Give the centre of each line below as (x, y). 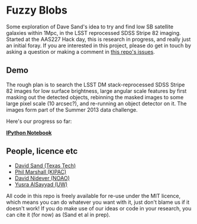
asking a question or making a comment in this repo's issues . (80, 51)
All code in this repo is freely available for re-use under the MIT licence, (93, 196)
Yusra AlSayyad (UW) (41, 184)
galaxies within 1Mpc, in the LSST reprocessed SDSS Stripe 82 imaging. (94, 33)
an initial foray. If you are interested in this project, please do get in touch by (98, 46)
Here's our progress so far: (39, 121)
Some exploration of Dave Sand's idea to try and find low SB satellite (90, 27)
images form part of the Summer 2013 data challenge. (72, 109)
